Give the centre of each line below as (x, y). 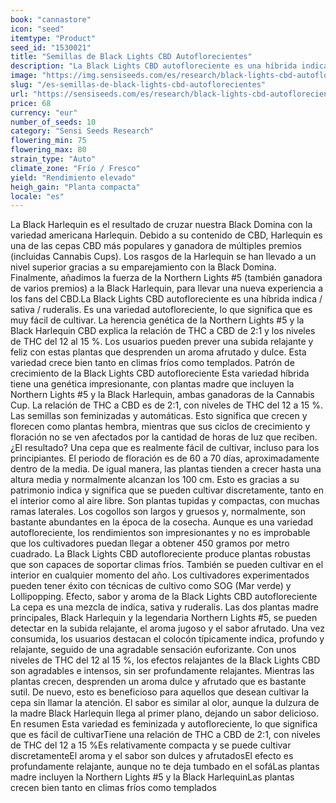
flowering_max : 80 (48, 150)
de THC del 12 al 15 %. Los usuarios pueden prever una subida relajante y (162, 342)
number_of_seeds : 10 (53, 122)
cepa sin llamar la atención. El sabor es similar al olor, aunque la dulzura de (165, 703)
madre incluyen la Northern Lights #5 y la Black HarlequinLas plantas (152, 777)
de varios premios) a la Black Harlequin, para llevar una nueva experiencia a (166, 288)
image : (24, 76)
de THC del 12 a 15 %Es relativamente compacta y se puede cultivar (151, 745)
